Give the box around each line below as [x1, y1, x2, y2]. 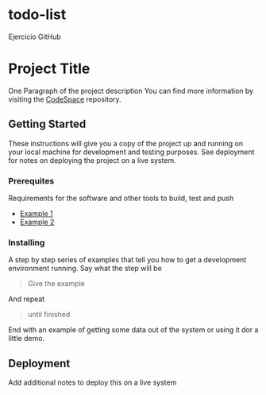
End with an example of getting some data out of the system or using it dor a [8, 325, 259, 335]
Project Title [8, 60, 91, 78]
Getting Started [8, 118, 87, 131]
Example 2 [19, 217, 55, 227]
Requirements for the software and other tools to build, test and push [8, 193, 234, 203]
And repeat [8, 294, 45, 304]
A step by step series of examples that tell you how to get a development [8, 255, 247, 265]
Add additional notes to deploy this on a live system [8, 378, 177, 387]
